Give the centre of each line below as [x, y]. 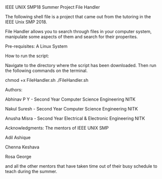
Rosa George [18, 157]
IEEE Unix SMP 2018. [26, 22]
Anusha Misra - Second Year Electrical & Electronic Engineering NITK [75, 118]
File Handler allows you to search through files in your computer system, [79, 31]
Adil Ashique [18, 137]
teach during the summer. [31, 171]
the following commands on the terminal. [46, 71]
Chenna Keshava [22, 147]
